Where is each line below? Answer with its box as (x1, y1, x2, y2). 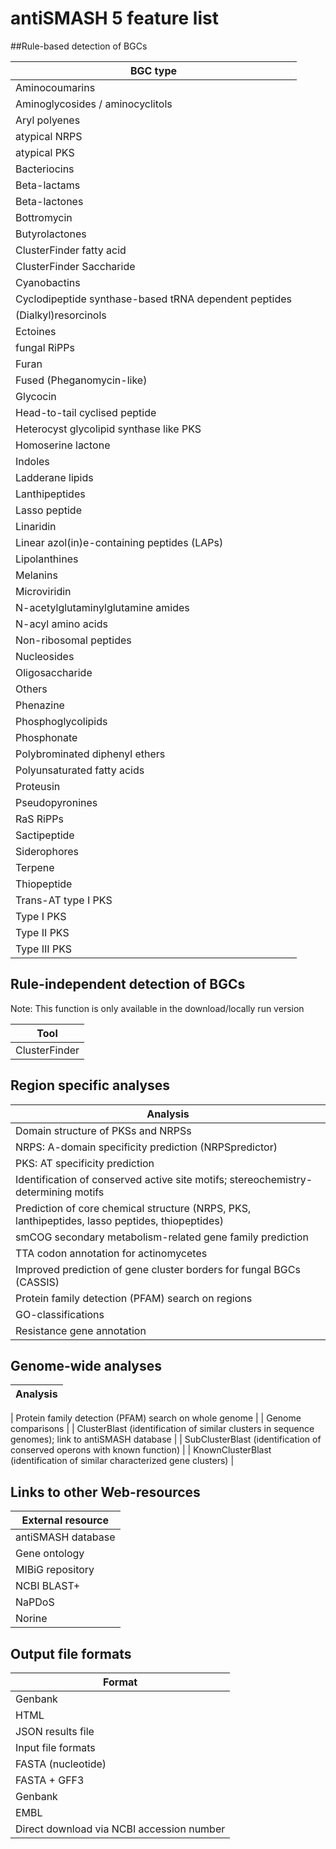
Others (15, 682, 48, 696)
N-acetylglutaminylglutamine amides (15, 600, 190, 614)
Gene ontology (15, 1547, 85, 1561)
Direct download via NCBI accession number (15, 1822, 226, 1836)
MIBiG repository (15, 1563, 95, 1577)
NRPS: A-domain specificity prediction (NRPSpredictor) (15, 1140, 278, 1154)
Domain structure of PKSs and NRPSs (15, 1123, 192, 1137)
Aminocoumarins (15, 80, 96, 94)
